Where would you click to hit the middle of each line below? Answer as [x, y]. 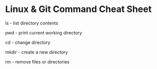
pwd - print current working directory [44, 32]
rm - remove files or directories [37, 61]
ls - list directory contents [32, 23]
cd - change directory [28, 42]
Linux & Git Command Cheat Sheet [78, 9]
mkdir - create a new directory [37, 52]
